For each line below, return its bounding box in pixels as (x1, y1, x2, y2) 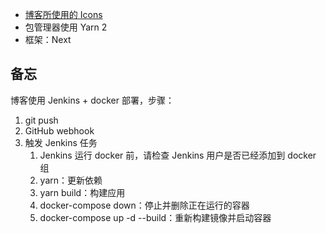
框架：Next (24, 34, 72, 45)
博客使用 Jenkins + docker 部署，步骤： (10, 94, 175, 106)
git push (24, 114, 59, 126)
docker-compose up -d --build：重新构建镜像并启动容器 (39, 211, 272, 223)
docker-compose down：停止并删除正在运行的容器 (39, 199, 250, 211)
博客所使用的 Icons (24, 9, 103, 20)
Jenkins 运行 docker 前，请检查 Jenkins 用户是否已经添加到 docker (39, 149, 317, 161)
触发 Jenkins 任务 (24, 136, 98, 148)
